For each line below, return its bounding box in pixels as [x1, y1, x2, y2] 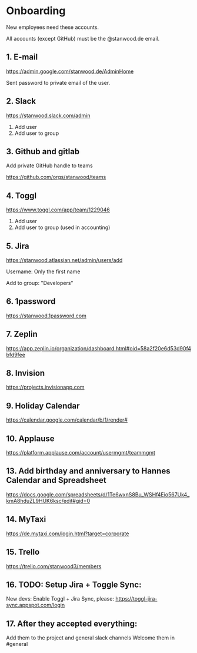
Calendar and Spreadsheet [6, 475, 107, 485]
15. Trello [6, 547, 40, 557]
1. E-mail [6, 52, 38, 62]
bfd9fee [6, 351, 25, 358]
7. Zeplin [6, 329, 38, 339]
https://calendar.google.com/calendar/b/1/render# [6, 416, 128, 423]
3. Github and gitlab [6, 146, 80, 157]
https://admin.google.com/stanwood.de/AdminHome [6, 68, 134, 75]
